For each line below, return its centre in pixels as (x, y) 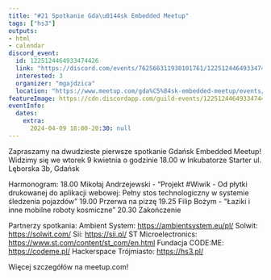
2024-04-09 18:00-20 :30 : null (80, 128)
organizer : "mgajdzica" (55, 83)
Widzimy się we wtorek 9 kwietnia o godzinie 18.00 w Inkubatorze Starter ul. (135, 160)
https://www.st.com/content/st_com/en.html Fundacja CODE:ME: (116, 242)
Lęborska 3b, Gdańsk (44, 168)
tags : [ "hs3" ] (32, 23)
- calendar (27, 46)
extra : (34, 121)
